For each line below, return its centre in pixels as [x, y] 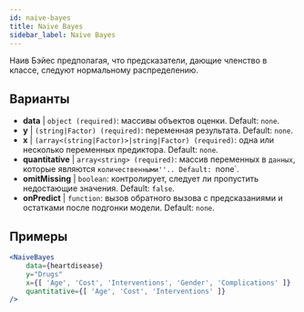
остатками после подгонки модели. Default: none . [119, 208]
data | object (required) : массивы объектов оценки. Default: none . [151, 121]
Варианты [40, 99]
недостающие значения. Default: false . [99, 188]
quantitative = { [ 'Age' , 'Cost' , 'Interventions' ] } [126, 291]
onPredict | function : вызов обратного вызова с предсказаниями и [153, 198]
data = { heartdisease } [65, 266]
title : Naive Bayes [46, 26]
